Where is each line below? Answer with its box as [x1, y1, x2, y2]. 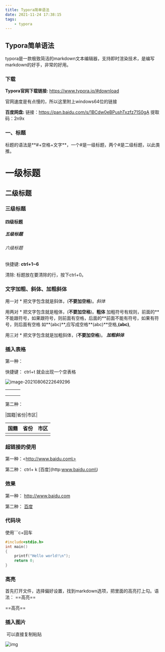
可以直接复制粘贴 [6, 631, 42, 637]
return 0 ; [14, 558, 35, 563]
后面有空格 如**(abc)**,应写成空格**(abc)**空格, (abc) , [18, 321, 131, 327]
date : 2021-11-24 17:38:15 [5, 12, 62, 17]
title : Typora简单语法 [5, 7, 50, 13]
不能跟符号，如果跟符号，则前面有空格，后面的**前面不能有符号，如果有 [5, 315, 155, 321]
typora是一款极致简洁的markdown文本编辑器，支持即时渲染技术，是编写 [5, 56, 155, 62]
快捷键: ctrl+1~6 [5, 261, 39, 267]
